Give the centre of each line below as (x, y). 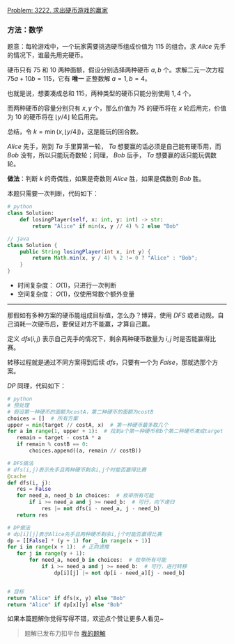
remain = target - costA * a (58, 438)
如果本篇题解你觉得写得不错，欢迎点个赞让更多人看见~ (86, 619)
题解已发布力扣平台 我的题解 (65, 634)
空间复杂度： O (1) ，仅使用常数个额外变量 (76, 294)
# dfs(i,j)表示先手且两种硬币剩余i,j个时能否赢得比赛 (77, 470)
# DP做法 (19, 528)
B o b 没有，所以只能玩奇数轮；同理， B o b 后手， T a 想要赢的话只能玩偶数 (112, 155)
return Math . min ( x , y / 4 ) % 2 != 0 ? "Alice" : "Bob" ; (115, 258)
